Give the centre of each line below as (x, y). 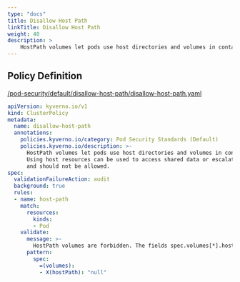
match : (30, 206)
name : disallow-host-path (52, 126)
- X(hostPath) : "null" (73, 272)
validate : (35, 233)
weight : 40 (24, 34)
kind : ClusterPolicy (38, 113)
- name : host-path (41, 200)
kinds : (43, 219)
